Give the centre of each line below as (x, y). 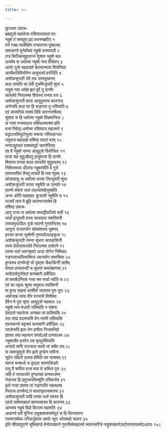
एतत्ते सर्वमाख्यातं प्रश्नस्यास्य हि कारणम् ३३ (38, 402)
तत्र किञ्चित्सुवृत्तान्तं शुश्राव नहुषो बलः (33, 56)
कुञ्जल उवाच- (17, 28)
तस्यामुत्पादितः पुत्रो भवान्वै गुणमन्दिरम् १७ (36, 223)
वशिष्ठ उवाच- (16, 207)
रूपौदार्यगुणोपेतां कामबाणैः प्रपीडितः (30, 274)
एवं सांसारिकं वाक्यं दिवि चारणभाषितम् (33, 112)
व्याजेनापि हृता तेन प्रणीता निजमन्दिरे (32, 329)
